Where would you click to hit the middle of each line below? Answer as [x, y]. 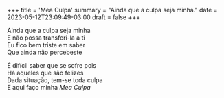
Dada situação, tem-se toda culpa [55, 80]
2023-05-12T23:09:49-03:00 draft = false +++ [74, 17]
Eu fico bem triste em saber [46, 45]
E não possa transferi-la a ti [46, 38]
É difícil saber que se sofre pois [52, 65]
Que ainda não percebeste [45, 52]
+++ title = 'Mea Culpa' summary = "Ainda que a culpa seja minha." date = [112, 10]
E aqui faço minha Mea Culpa [49, 87]
